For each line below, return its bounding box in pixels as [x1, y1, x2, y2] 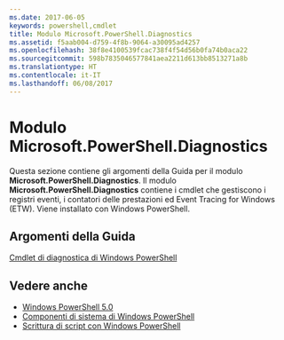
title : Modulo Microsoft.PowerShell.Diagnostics [9, 29, 193, 38]
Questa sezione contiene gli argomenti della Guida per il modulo [9, 165, 243, 176]
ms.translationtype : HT [9, 63, 98, 72]
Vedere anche [9, 278, 89, 293]
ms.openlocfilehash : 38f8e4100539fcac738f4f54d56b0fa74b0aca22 [9, 46, 248, 55]
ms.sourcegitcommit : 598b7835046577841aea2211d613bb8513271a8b [9, 54, 248, 63]
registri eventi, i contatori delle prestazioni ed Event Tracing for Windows [9, 194, 275, 204]
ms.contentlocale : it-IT [9, 71, 101, 80]
